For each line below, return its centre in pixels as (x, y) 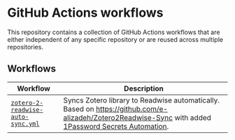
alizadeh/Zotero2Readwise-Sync (118, 118)
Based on (79, 109)
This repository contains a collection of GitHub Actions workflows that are (114, 32)
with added (193, 118)
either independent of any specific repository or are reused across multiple (115, 39)
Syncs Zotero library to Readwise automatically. (142, 100)
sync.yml (25, 124)
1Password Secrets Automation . (116, 126)
